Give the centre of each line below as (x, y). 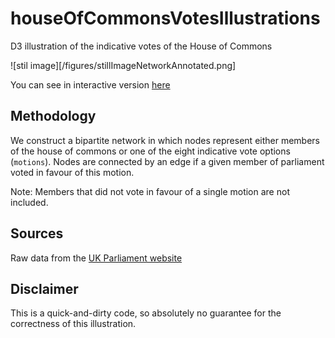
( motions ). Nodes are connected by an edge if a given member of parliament (167, 161)
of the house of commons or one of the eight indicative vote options (150, 151)
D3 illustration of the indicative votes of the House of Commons (141, 46)
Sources (37, 233)
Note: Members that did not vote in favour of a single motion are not (150, 191)
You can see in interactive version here (90, 84)
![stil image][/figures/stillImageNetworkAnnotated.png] (123, 65)
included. (29, 202)
